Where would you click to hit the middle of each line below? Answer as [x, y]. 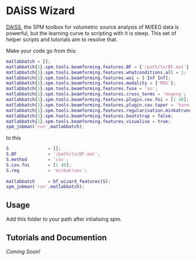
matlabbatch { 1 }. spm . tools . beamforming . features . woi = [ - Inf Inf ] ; [88, 78]
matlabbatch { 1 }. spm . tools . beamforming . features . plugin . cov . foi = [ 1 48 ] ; [98, 100]
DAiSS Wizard [41, 11]
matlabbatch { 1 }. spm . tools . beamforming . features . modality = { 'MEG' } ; [91, 83]
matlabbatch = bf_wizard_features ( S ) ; [58, 181]
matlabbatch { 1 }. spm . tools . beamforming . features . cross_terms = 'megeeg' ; [96, 94]
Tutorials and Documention [56, 237]
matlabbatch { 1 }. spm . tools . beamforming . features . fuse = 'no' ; [82, 89]
